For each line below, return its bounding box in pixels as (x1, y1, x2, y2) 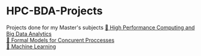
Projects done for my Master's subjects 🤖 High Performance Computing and (6, 24, 195, 31)
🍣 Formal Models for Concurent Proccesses (6, 36, 115, 43)
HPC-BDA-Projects (6, 4, 104, 18)
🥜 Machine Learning (6, 43, 56, 50)
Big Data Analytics (6, 30, 52, 37)
